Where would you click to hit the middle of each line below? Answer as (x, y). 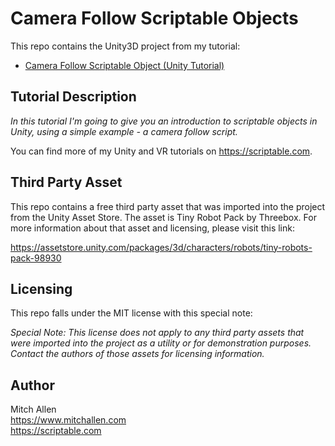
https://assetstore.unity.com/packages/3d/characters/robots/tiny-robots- (161, 247)
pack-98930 (36, 258)
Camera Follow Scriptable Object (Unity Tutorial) (124, 65)
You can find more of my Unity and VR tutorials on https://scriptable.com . (161, 151)
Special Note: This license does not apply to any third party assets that (157, 333)
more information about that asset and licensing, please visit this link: (152, 228)
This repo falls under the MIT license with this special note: (131, 313)
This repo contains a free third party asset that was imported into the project (168, 206)
